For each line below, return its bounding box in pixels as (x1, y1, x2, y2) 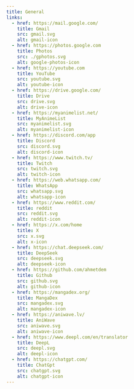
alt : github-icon (17, 283, 61, 289)
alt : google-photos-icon (17, 59, 80, 65)
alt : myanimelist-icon (17, 127, 74, 133)
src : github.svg (17, 278, 59, 284)
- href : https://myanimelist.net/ (11, 110, 98, 116)
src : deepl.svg (17, 345, 56, 352)
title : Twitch (17, 160, 53, 166)
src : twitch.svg (17, 166, 59, 172)
